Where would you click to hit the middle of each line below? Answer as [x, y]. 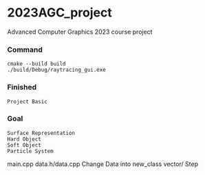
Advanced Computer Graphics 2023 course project [80, 32]
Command [25, 50]
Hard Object [24, 139]
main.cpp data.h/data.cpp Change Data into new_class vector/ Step [102, 164]
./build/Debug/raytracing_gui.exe [57, 70]
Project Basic [28, 101]
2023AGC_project [60, 13]
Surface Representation [41, 133]
